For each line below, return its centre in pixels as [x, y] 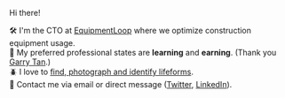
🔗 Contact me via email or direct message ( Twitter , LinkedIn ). [121, 84]
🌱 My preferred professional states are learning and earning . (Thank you [143, 53]
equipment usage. [42, 43]
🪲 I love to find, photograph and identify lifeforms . [101, 72]
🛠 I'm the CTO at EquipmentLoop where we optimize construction [130, 30]
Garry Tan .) [30, 62]
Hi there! [25, 13]
